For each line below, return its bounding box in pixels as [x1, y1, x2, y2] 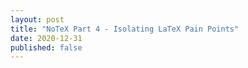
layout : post [10, 14, 65, 25]
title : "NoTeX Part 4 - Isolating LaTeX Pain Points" [10, 24, 240, 34]
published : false [10, 42, 83, 53]
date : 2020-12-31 [10, 33, 83, 43]
